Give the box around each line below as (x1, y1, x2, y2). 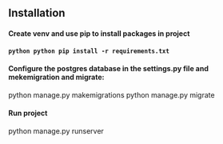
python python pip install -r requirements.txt (8, 47, 170, 55)
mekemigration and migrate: (8, 72, 105, 82)
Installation (8, 6, 66, 20)
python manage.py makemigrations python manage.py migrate (8, 90, 215, 99)
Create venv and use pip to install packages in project (8, 28, 190, 38)
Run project (8, 108, 48, 118)
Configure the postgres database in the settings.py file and (8, 64, 209, 74)
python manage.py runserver (8, 126, 104, 135)
